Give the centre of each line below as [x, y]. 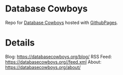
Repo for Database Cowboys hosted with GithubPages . [61, 22]
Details [20, 43]
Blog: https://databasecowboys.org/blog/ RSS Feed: [59, 56]
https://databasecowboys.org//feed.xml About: [53, 62]
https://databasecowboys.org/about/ [43, 67]
